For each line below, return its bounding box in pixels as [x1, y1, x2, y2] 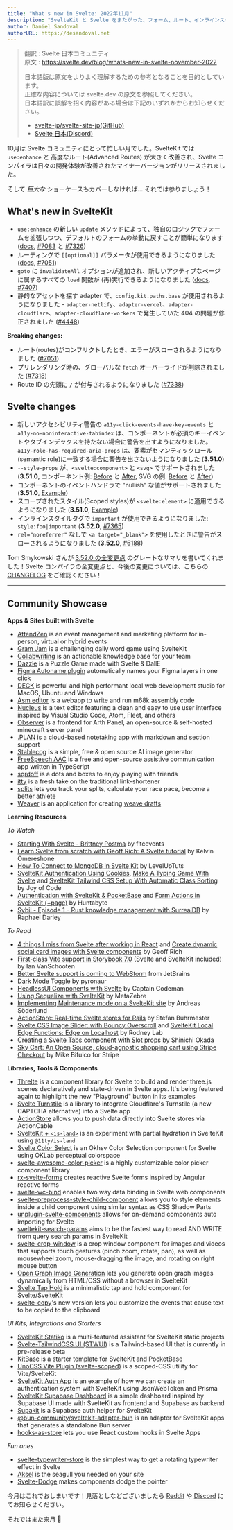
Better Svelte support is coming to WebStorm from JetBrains [17, 969, 191, 977]
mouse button [17, 1261, 58, 1269]
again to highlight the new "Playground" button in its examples [17, 1092, 196, 1100]
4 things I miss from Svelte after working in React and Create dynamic [17, 940, 218, 948]
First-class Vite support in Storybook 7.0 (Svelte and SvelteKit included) [17, 955, 222, 963]
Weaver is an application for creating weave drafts [17, 799, 162, 808]
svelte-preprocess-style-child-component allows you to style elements [17, 1195, 221, 1203]
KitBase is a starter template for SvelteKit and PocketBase [17, 1355, 183, 1363]
